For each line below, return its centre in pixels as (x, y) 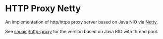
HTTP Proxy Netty (43, 9)
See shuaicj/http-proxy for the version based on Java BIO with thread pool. (82, 31)
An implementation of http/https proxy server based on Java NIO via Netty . (81, 22)
